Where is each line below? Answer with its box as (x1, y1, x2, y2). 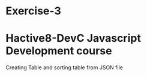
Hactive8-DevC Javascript (5, 32, 142, 45)
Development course (5, 44, 112, 58)
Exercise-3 (5, 4, 61, 18)
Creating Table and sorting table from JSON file (5, 64, 124, 71)
